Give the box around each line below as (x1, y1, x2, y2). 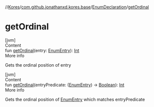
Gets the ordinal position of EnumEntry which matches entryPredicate (5, 96, 145, 102)
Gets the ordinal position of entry (5, 62, 72, 68)
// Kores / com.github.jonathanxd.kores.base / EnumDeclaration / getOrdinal (5, 4, 149, 10)
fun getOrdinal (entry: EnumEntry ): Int (5, 47, 79, 53)
